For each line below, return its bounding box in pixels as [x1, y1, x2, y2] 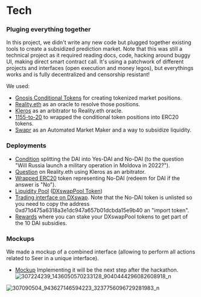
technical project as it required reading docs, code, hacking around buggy [6, 52, 191, 59]
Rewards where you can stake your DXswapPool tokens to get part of [14, 212, 188, 220]
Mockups [6, 234, 35, 243]
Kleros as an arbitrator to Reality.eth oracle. [14, 107, 123, 115]
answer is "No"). [14, 180, 56, 188]
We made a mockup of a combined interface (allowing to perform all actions [6, 248, 196, 255]
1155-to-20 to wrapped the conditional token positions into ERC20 [14, 113, 179, 121]
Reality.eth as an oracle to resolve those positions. [14, 101, 141, 108]
